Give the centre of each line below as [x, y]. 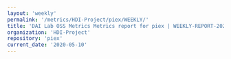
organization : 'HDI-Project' [49, 32]
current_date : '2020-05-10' [47, 45]
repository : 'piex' [35, 39]
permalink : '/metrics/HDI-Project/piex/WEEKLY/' [78, 20]
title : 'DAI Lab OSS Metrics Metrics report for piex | [89, 26]
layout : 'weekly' [32, 13]
